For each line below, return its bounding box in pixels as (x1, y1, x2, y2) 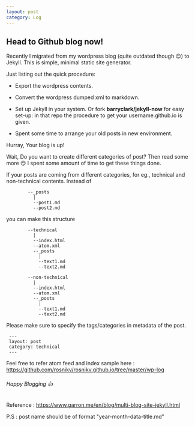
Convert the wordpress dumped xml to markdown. (14, 94, 140, 101)
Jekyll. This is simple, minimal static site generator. (6, 59, 132, 66)
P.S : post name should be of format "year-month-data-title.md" (6, 413, 165, 420)
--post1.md (32, 199, 61, 206)
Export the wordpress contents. (14, 82, 93, 90)
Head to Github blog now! (6, 37, 104, 47)
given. (14, 118, 31, 126)
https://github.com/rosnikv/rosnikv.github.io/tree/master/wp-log (6, 366, 165, 373)
